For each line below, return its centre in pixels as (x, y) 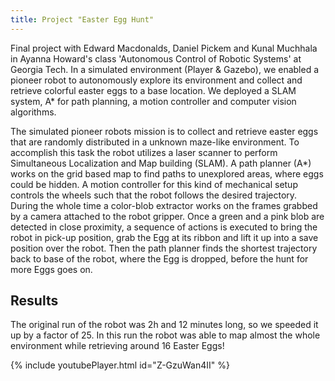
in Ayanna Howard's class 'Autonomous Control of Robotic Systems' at (156, 58)
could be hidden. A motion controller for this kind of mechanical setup (154, 184)
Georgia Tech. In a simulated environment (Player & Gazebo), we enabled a (165, 69)
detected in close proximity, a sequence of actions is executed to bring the (164, 227)
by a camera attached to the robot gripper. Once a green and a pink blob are (167, 216)
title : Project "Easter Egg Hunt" (82, 19)
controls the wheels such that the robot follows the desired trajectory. (154, 195)
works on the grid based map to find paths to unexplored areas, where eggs (167, 173)
